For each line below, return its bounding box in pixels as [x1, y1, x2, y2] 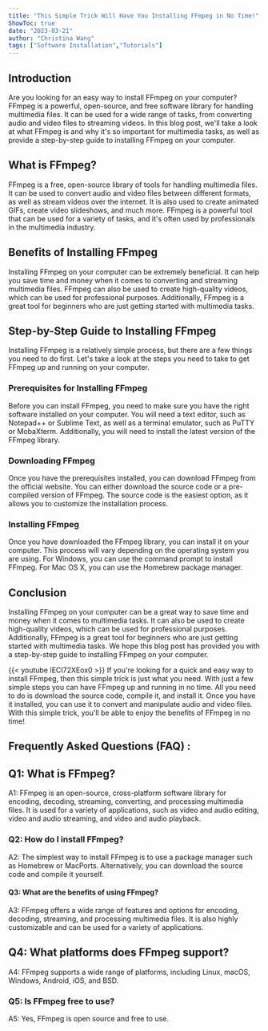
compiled [8, 490, 39, 500]
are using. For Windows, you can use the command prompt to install [8, 554, 234, 564]
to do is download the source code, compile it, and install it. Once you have [8, 691, 256, 700]
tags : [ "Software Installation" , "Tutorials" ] [8, 42, 162, 50]
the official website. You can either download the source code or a [8, 481, 227, 491]
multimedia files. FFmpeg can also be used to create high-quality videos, [8, 284, 249, 294]
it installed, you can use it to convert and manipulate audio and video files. [8, 700, 254, 709]
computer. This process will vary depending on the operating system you [8, 546, 250, 555]
